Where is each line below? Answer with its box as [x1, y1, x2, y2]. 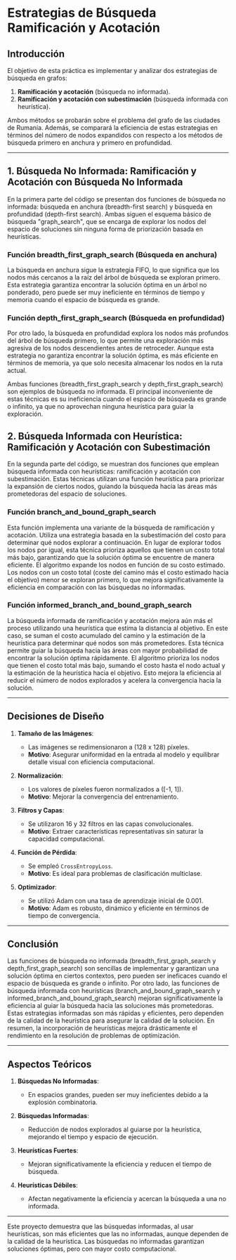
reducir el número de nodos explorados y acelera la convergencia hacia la [7, 676, 222, 684]
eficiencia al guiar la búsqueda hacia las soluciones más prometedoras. [7, 1002, 214, 1010]
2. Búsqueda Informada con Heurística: [7, 430, 183, 442]
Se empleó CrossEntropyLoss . [27, 862, 114, 870]
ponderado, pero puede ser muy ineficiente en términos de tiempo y [7, 288, 205, 296]
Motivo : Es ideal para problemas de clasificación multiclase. [27, 869, 202, 877]
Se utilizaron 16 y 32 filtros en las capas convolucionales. [27, 820, 194, 828]
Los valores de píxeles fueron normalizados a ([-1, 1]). [27, 785, 184, 793]
